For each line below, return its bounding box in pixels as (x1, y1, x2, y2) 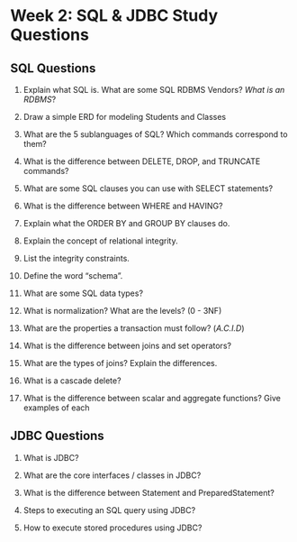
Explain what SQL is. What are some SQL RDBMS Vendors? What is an (22, 85, 285, 95)
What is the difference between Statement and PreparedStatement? (22, 487, 275, 498)
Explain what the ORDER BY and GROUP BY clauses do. (22, 218, 230, 228)
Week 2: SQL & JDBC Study (10, 5, 219, 26)
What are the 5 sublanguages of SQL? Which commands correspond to (22, 129, 288, 140)
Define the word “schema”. (22, 271, 123, 280)
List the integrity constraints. (22, 253, 130, 263)
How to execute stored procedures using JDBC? (22, 522, 202, 533)
